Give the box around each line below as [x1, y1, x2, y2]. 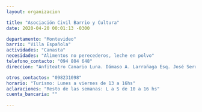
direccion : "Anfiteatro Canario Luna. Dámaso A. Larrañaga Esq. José [6, 63, 185, 69]
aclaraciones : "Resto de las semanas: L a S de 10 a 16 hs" [6, 86, 161, 92]
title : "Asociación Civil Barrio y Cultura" [6, 19, 120, 26]
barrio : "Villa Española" [6, 41, 71, 48]
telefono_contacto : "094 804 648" [6, 58, 93, 64]
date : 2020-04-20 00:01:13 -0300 [6, 25, 90, 31]
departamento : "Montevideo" [6, 36, 77, 42]
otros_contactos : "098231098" [6, 74, 82, 81]
